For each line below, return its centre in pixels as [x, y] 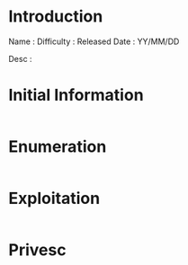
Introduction [56, 17]
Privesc [37, 250]
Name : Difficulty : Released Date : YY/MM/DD [94, 41]
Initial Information [76, 95]
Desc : [20, 58]
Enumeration [58, 147]
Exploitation [54, 199]
